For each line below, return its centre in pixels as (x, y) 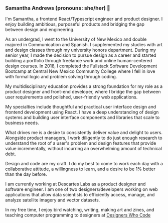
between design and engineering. (40, 30)
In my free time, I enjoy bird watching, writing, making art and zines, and (80, 210)
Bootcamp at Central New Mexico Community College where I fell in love (80, 71)
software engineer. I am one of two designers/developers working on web (81, 189)
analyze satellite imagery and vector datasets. (53, 200)
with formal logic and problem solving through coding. (61, 77)
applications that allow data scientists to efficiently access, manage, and (80, 195)
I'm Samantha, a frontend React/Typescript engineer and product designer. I (84, 19)
